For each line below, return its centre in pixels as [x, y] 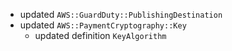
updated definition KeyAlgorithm [100, 35]
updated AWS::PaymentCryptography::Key [103, 25]
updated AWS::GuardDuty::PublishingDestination [121, 14]
